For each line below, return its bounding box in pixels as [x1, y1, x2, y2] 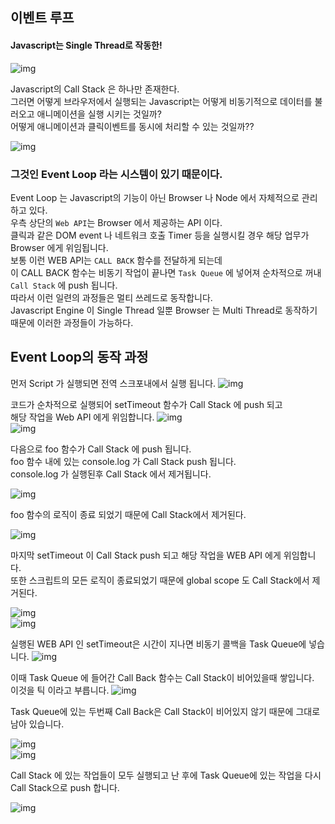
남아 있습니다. [10, 718, 65, 730]
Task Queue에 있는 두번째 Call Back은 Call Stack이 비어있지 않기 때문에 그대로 [10, 705, 321, 717]
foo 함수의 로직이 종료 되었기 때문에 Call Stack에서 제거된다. [10, 508, 247, 520]
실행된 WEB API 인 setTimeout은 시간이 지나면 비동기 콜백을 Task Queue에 [10, 638, 307, 650]
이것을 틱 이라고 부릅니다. [10, 684, 110, 696]
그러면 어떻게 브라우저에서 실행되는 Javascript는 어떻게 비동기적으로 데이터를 [10, 95, 313, 107]
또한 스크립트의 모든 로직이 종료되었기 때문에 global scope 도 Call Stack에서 [10, 574, 310, 586]
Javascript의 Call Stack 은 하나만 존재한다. [10, 83, 180, 95]
